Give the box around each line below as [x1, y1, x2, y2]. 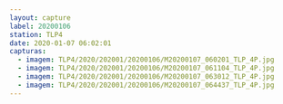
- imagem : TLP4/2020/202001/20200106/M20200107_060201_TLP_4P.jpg [17, 55, 275, 64]
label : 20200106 [9, 22, 71, 31]
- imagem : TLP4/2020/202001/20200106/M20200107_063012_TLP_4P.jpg [17, 72, 275, 81]
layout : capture [9, 13, 71, 23]
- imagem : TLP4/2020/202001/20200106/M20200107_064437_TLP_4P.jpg [17, 80, 275, 90]
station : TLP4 [9, 30, 64, 39]
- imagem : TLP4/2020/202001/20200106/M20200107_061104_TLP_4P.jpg [17, 64, 275, 73]
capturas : [9, 47, 47, 56]
